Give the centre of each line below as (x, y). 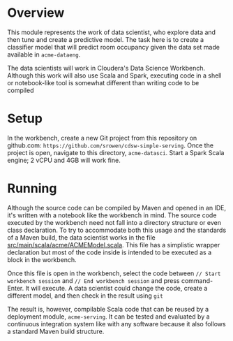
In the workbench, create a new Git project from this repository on (102, 138)
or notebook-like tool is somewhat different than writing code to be (103, 82)
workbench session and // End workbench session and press (93, 280)
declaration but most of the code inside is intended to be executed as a (110, 252)
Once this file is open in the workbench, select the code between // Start (114, 273)
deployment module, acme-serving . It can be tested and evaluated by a (109, 317)
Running (32, 188)
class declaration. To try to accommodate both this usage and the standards (117, 230)
